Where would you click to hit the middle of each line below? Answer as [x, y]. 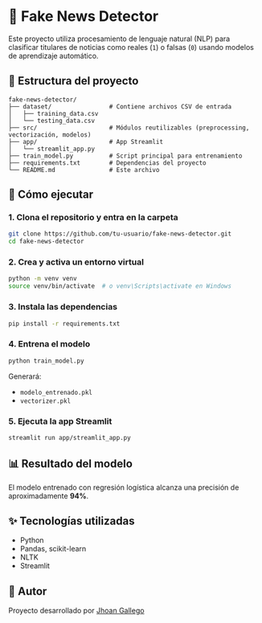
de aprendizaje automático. [53, 55]
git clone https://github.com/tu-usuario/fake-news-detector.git [120, 234]
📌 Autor [28, 591]
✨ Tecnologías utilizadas [72, 521]
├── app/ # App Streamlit [86, 141]
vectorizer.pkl [45, 401]
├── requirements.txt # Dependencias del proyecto [107, 163]
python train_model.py [46, 361]
